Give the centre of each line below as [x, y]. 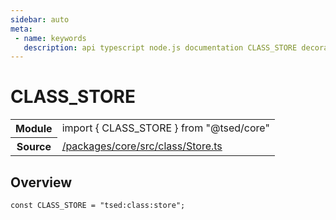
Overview [41, 182]
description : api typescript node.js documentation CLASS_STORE [160, 47]
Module [34, 129]
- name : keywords [50, 38]
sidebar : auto [40, 19]
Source [34, 147]
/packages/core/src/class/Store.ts [142, 146]
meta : [21, 29]
